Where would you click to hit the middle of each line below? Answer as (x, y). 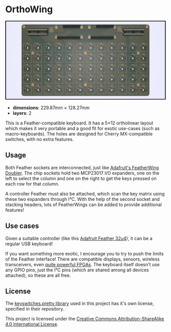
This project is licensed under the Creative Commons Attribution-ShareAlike (85, 319)
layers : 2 (22, 113)
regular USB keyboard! (29, 244)
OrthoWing (29, 9)
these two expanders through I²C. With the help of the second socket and (83, 199)
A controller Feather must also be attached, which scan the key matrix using (85, 194)
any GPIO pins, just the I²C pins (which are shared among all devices (77, 270)
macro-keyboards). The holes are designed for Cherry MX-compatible (79, 134)
